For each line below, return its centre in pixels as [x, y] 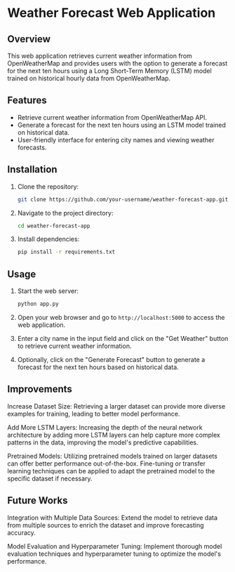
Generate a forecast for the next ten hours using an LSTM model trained [122, 125]
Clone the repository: [48, 186]
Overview [29, 39]
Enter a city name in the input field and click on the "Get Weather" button [123, 338]
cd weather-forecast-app [54, 226]
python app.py [38, 304]
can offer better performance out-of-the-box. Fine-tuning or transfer [106, 464]
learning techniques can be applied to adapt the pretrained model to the [111, 471]
